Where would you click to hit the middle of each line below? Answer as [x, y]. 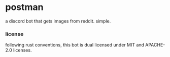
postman [24, 7]
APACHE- [155, 45]
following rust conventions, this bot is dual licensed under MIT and [75, 45]
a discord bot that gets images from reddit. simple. [58, 21]
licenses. [22, 50]
